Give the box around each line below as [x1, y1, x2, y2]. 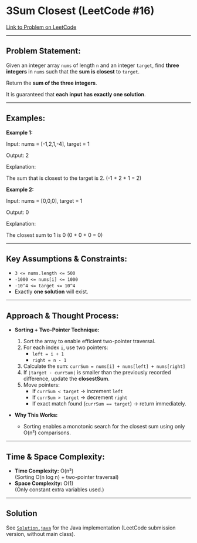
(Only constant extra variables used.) [14, 486, 104, 493]
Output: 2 [6, 152, 29, 159]
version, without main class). [6, 530, 76, 537]
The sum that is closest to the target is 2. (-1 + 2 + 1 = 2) [6, 175, 142, 182]
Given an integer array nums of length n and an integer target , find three [6, 62, 179, 69]
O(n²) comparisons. [23, 429, 72, 436]
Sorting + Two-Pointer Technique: [14, 326, 100, 333]
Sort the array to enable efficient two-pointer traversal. [23, 338, 156, 345]
